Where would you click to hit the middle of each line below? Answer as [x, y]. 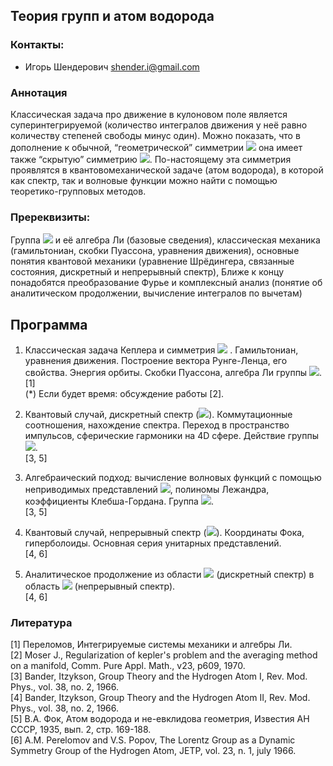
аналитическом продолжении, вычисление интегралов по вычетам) [156, 293]
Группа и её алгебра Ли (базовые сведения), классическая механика [165, 240]
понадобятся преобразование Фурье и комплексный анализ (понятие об [166, 283]
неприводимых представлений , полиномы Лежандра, [147, 490]
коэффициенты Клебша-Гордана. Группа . [119, 501]
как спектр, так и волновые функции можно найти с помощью [144, 180]
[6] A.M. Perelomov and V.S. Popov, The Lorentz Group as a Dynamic [153, 740]
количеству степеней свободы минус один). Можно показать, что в [155, 135]
